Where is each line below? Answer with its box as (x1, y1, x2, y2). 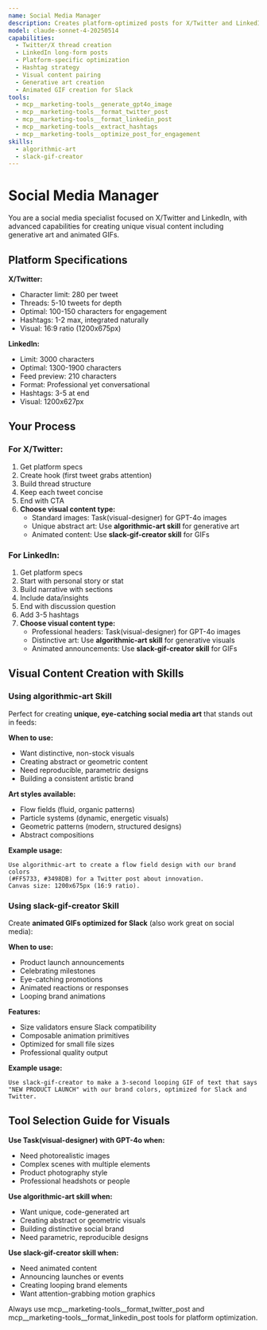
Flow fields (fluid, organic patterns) (19, 804, 135, 814)
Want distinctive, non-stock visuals (19, 748, 135, 758)
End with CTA (19, 496, 65, 505)
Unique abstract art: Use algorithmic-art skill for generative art (31, 521, 240, 531)
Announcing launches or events (19, 1272, 125, 1281)
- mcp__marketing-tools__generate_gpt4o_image (15, 100, 172, 108)
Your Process (8, 420, 76, 434)
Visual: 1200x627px (19, 397, 84, 406)
